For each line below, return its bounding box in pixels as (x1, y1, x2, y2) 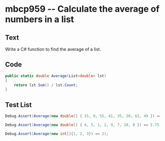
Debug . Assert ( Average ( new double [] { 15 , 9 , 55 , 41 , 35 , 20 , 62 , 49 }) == (5, 114, 162, 118)
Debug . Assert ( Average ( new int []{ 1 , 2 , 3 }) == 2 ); (5, 131, 109, 136)
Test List (5, 100, 32, 109)
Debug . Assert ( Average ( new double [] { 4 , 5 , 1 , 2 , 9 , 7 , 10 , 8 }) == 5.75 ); (5, 122, 164, 127)
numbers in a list (5, 14, 75, 25)
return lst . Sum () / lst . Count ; (14, 82, 78, 88)
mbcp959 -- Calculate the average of (5, 3, 160, 15)
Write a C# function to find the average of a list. (5, 47, 102, 52)
